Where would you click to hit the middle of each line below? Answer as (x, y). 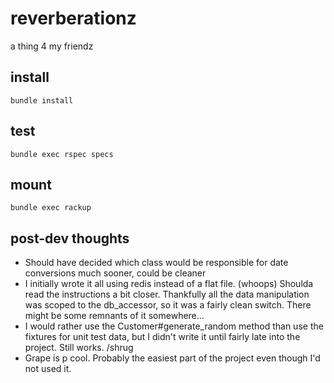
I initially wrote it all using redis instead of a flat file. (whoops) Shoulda (169, 284)
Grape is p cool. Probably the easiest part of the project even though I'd (172, 358)
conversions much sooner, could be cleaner (115, 273)
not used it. (48, 369)
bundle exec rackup (51, 208)
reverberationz (73, 18)
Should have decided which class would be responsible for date (156, 263)
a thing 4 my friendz (52, 46)
